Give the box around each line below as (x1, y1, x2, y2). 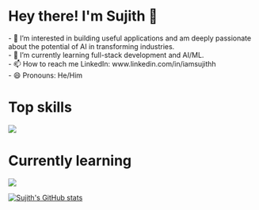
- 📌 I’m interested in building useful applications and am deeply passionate (8, 33, 252, 43)
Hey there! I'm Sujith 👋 (8, 7, 158, 25)
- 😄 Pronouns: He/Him (8, 71, 83, 80)
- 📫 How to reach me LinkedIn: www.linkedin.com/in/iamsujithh (8, 59, 216, 68)
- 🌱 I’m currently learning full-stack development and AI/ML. (8, 50, 204, 59)
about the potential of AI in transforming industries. (8, 41, 175, 51)
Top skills (8, 98, 73, 116)
